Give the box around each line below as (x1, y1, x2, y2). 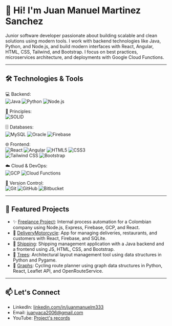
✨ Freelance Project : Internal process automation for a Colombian (12, 219, 152, 225)
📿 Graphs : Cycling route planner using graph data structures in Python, (12, 262, 163, 268)
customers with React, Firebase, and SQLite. (12, 235, 106, 241)
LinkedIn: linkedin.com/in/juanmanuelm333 (12, 304, 104, 310)
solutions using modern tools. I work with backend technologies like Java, (5, 38, 161, 44)
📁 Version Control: (5, 180, 44, 186)
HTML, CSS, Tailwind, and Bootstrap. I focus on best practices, (5, 49, 138, 55)
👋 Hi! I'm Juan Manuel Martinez (5, 5, 141, 16)
